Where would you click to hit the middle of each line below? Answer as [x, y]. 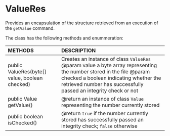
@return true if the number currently [105, 113]
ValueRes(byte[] [27, 71]
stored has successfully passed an [103, 119]
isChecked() [22, 123]
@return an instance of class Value [103, 99]
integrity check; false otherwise [99, 126]
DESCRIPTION [79, 50]
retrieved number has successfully [102, 84]
